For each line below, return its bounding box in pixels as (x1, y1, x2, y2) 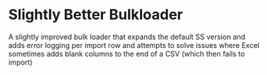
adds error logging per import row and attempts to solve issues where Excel (8, 40, 260, 49)
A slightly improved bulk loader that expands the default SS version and (8, 32, 246, 41)
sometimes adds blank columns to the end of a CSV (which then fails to (8, 49, 245, 58)
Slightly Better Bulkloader (8, 6, 183, 24)
